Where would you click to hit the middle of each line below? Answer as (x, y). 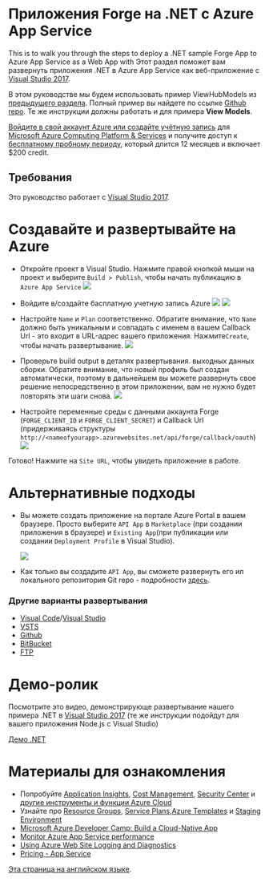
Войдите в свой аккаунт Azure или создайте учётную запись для (119, 127)
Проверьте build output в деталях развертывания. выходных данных (137, 361)
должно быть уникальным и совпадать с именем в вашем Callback (135, 327)
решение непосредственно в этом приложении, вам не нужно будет (138, 386)
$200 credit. (29, 152)
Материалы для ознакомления (117, 772)
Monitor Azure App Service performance (87, 836)
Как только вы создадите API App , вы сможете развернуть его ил (132, 571)
